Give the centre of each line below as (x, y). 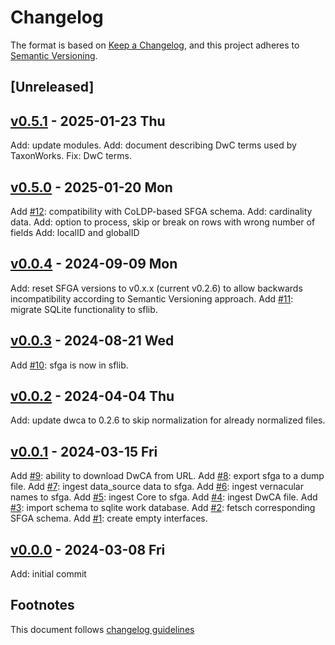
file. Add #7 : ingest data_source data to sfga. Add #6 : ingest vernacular (157, 487)
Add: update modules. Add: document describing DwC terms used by (153, 145)
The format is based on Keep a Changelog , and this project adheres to (155, 45)
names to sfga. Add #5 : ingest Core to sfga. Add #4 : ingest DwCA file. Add (164, 497)
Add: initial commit (48, 574)
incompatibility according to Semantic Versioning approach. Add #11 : (152, 298)
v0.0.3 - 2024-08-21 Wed (92, 341)
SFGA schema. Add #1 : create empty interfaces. (109, 518)
